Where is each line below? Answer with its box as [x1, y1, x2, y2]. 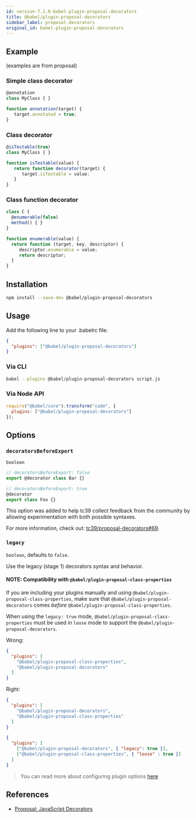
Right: [6, 686, 20, 693]
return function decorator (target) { [13, 165, 106, 172]
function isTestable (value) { [6, 160, 80, 166]
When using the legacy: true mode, [6, 612, 93, 620]
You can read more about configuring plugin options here [20, 772, 159, 779]
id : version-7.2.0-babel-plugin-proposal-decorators [6, 8, 137, 15]
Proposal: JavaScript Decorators [14, 805, 93, 812]
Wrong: [6, 636, 24, 644]
